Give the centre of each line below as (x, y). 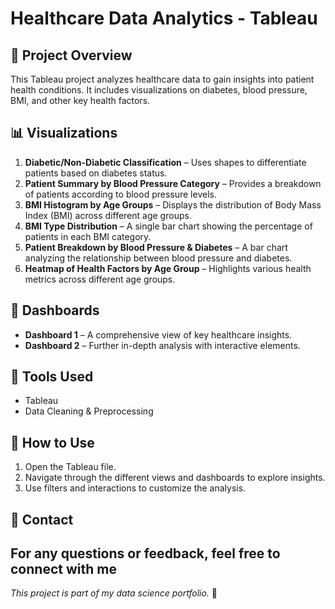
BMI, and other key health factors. (80, 100)
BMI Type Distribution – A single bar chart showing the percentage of (168, 226)
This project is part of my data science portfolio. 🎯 (114, 593)
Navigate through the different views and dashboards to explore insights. (175, 478)
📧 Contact (42, 519)
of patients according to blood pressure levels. (120, 194)
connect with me (63, 569)
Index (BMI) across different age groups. (108, 215)
